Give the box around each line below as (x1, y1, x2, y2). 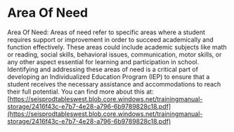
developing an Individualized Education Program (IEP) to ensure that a (7, 72, 210, 81)
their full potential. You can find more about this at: (7, 87, 154, 96)
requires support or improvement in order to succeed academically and (7, 35, 214, 43)
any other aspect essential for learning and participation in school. (7, 57, 199, 66)
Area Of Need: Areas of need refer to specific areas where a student (7, 28, 206, 36)
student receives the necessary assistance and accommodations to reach (7, 80, 221, 88)
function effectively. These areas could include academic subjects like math (7, 43, 227, 51)
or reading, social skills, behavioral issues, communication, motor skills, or (7, 50, 222, 59)
